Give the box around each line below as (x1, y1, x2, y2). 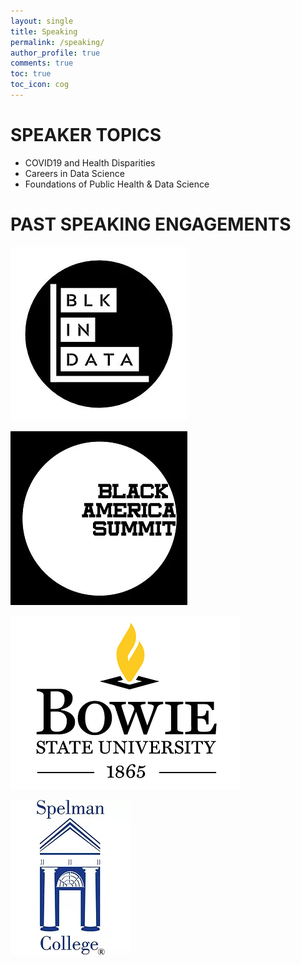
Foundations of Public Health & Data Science (24, 178, 210, 190)
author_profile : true (10, 48, 101, 58)
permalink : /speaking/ (10, 37, 105, 47)
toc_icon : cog (10, 80, 70, 90)
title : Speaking (10, 26, 78, 37)
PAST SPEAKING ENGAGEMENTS (10, 213, 292, 235)
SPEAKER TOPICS (10, 124, 162, 147)
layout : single (10, 16, 74, 26)
